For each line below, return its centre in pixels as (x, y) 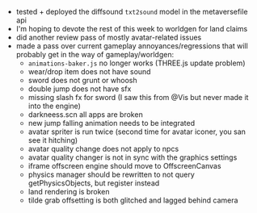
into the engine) (54, 106)
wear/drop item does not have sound (89, 71)
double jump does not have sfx (80, 89)
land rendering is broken (69, 192)
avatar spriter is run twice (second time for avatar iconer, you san (137, 132)
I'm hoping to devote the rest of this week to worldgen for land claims (132, 29)
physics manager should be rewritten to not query (112, 174)
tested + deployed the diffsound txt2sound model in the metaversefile (132, 12)
